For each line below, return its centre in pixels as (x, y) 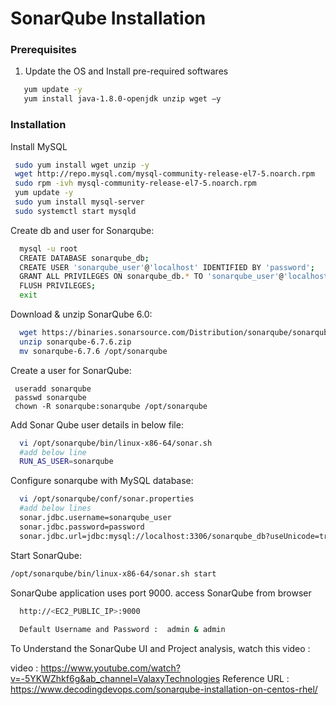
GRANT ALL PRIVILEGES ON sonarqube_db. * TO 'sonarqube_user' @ (151, 277)
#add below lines (55, 508)
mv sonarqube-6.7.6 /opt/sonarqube (93, 351)
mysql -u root (48, 248)
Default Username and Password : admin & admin (122, 630)
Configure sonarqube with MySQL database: (102, 481)
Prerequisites (43, 50)
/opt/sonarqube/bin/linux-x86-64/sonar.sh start (113, 573)
